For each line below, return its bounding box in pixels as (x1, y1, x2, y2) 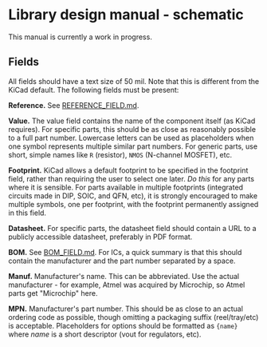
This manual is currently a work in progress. (8, 32, 153, 42)
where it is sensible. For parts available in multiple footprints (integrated (8, 182, 244, 192)
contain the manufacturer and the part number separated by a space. (8, 256, 236, 265)
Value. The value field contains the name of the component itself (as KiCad (8, 116, 256, 126)
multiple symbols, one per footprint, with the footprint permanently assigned (8, 199, 259, 209)
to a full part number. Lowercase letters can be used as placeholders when (8, 133, 254, 142)
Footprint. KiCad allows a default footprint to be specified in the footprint (8, 166, 249, 175)
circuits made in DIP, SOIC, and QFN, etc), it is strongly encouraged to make (8, 190, 257, 201)
